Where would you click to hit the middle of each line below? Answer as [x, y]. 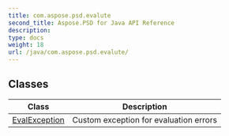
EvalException [38, 119]
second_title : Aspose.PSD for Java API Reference [92, 23]
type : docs [26, 38]
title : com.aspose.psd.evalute [60, 15]
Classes [28, 84]
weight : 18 [26, 45]
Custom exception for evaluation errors [145, 119]
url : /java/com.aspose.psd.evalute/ [68, 52]
